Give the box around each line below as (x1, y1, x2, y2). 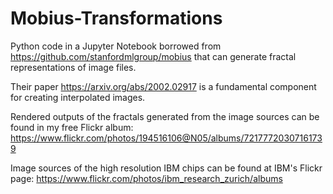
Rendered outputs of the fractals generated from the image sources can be (10, 110, 320, 122)
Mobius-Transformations (10, 7, 223, 30)
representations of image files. (10, 61, 137, 73)
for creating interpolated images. (10, 91, 146, 103)
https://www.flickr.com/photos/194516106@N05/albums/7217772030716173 (10, 132, 323, 144)
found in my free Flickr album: (10, 121, 134, 133)
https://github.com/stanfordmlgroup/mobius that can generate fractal (10, 50, 297, 62)
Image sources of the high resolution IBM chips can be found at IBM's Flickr (10, 162, 323, 174)
